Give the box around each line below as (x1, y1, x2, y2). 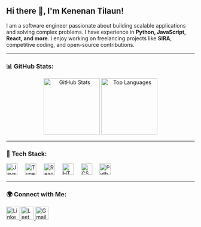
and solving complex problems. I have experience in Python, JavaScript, (6, 28, 187, 35)
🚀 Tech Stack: (6, 150, 47, 158)
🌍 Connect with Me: (6, 190, 67, 199)
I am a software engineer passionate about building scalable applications (6, 22, 186, 29)
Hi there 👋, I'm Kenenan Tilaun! (6, 6, 124, 16)
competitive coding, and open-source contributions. (6, 41, 135, 48)
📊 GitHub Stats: (6, 62, 54, 70)
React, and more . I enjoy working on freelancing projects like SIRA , (6, 34, 172, 42)
